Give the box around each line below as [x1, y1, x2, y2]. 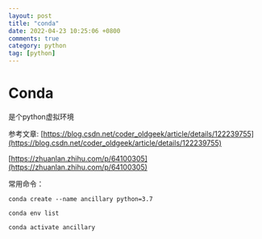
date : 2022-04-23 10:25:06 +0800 [8, 27, 121, 35]
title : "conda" [8, 19, 60, 27]
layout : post [8, 11, 52, 20]
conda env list [8, 209, 60, 217]
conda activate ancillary [8, 223, 95, 231]
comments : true [8, 34, 60, 43]
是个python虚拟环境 [8, 111, 74, 121]
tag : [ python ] [8, 49, 56, 57]
